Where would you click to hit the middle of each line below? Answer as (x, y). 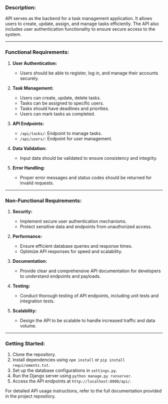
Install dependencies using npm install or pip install (68, 360)
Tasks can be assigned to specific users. (62, 103)
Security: (22, 211)
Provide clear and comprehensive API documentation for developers (90, 271)
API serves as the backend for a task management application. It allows (79, 19)
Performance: (27, 236)
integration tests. (37, 301)
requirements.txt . (31, 365)
